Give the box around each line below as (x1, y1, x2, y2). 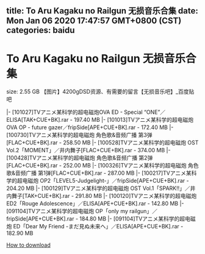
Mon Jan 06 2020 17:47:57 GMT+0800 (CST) (6, 16, 182, 26)
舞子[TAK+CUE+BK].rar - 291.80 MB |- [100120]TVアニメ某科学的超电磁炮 (11, 192, 197, 200)
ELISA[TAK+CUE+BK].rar (6, 116, 69, 124)
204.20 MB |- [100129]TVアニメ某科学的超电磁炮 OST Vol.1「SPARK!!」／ (6, 185, 190, 192)
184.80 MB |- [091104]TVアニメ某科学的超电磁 (79, 215, 196, 222)
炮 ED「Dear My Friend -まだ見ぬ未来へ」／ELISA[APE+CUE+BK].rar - (6, 223, 184, 230)
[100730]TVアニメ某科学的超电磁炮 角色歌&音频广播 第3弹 (6, 132, 153, 139)
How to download (6, 241, 51, 249)
